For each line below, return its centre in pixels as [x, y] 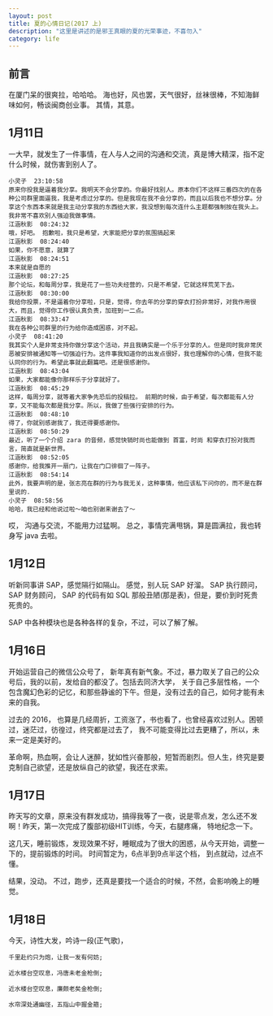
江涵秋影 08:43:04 [39, 371]
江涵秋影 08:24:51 [39, 258]
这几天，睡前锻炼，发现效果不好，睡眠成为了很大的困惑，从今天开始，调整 [133, 844]
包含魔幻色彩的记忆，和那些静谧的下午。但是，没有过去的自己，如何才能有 [133, 692]
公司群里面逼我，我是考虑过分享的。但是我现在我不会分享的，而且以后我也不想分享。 [135, 198]
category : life [34, 39]
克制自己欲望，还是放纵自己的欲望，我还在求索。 [90, 767]
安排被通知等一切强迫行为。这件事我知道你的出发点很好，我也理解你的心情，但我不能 [141, 354]
